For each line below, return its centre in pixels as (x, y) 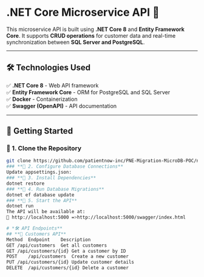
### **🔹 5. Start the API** (42, 200)
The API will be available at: (46, 212)
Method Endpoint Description (49, 239)
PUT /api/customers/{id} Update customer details (70, 262)
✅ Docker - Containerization (42, 99)
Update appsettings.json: (39, 173)
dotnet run (20, 206)
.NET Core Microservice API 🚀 (83, 12)
